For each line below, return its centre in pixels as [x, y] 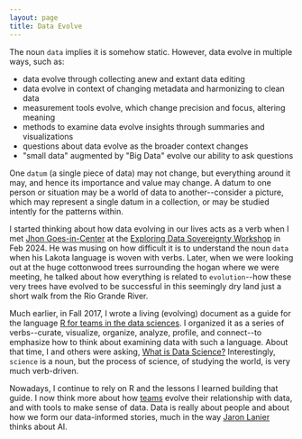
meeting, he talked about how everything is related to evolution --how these [151, 277]
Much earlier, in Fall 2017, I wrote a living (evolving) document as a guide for [150, 313]
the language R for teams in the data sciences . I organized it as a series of [147, 323]
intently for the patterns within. [66, 211]
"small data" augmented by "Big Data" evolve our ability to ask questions [158, 155]
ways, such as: [37, 61]
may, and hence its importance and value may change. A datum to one [141, 182]
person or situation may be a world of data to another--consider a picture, [146, 192]
